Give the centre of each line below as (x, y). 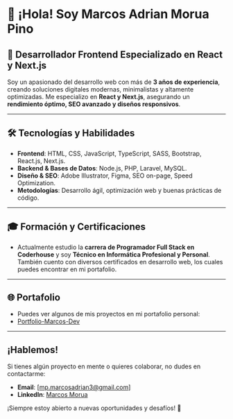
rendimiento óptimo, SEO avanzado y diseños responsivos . (94, 104)
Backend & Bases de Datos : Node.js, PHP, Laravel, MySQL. (102, 168)
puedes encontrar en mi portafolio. (67, 269)
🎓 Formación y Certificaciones (77, 227)
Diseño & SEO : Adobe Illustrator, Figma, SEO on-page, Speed (105, 176)
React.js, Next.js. (41, 161)
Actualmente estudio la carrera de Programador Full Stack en (106, 247)
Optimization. (36, 182)
